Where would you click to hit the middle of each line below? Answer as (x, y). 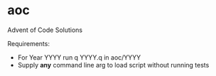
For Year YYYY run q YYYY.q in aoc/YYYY (79, 57)
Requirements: (28, 43)
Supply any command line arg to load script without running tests (113, 65)
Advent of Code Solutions (45, 30)
